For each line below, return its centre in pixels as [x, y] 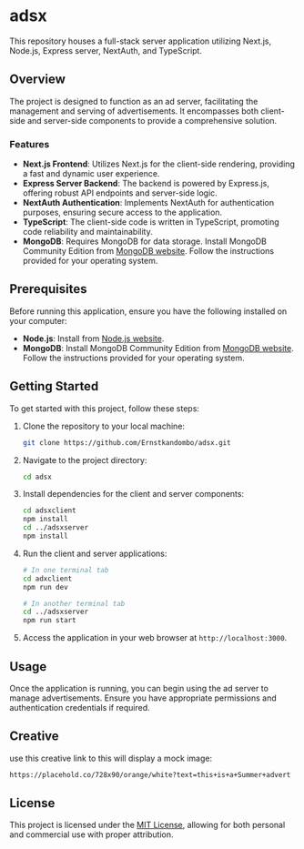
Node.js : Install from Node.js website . [93, 339]
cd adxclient [47, 579]
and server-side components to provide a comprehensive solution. [152, 120]
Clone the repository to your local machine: [103, 426]
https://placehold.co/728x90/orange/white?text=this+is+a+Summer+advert [150, 774]
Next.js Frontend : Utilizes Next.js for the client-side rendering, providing [159, 164]
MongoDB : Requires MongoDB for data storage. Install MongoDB [144, 241]
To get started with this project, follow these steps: [105, 408]
